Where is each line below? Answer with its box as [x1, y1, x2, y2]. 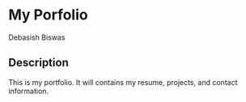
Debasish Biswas [8, 32, 66, 42]
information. [8, 86, 49, 96]
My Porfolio [8, 6, 88, 24]
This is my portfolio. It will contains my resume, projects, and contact [8, 77, 238, 87]
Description [8, 56, 69, 70]
